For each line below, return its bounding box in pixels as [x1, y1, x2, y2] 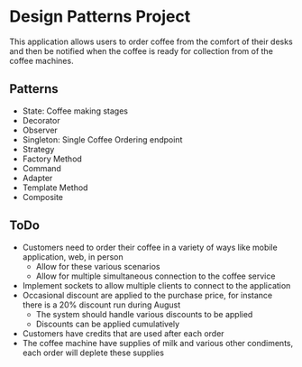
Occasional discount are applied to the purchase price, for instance [22, 289, 273, 300]
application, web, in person [22, 251, 124, 262]
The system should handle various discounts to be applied [35, 308, 253, 319]
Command [22, 162, 61, 173]
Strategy [22, 143, 55, 154]
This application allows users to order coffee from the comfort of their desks [9, 36, 293, 47]
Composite [22, 191, 64, 202]
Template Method [22, 182, 88, 193]
